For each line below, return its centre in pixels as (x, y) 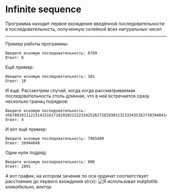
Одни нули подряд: (26, 153)
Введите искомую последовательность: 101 (50, 76)
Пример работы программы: (37, 44)
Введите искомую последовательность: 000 (50, 162)
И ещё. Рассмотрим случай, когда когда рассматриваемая (70, 90)
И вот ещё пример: (26, 129)
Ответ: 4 (15, 120)
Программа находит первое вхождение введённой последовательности (85, 24)
